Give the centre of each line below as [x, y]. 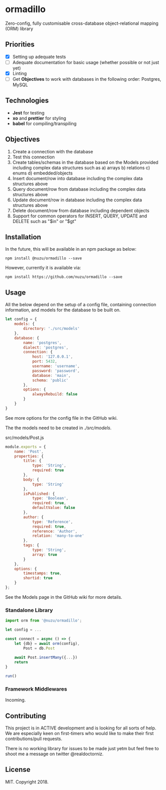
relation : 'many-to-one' [58, 536]
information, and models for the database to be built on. [63, 310]
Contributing [26, 716]
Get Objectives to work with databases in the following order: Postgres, [87, 79]
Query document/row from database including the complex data [79, 189]
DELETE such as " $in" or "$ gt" [44, 221]
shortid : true [38, 578]
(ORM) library [19, 28]
